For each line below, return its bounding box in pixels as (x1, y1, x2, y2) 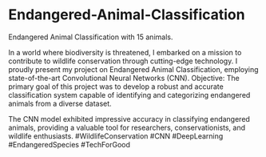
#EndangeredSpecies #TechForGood (8, 139, 130, 149)
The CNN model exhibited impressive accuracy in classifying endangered (8, 114, 250, 123)
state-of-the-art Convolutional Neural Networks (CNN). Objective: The (8, 73, 240, 83)
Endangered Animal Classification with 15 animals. (8, 32, 173, 42)
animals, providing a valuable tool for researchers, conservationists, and (8, 123, 246, 132)
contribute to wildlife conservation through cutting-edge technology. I (8, 56, 238, 66)
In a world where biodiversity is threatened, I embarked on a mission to (8, 47, 242, 57)
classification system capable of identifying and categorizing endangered (8, 90, 251, 99)
